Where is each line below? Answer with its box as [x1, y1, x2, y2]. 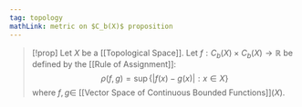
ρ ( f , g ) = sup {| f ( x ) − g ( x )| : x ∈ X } [100, 73, 229, 84]
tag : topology [9, 13, 64, 23]
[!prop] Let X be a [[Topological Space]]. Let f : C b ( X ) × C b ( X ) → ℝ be [31, 47, 294, 60]
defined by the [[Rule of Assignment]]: [31, 59, 176, 70]
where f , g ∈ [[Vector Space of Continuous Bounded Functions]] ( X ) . [31, 87, 286, 98]
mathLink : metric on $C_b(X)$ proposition [9, 22, 173, 31]
